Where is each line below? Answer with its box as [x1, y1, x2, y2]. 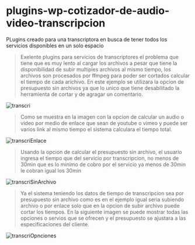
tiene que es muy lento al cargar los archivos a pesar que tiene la [20, 60, 177, 67]
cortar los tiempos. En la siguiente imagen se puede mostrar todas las [20, 208, 189, 215]
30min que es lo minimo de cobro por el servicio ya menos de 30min [20, 161, 186, 168]
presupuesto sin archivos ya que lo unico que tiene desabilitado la [20, 84, 180, 91]
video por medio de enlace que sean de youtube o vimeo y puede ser [20, 119, 188, 126]
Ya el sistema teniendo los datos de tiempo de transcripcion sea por [20, 189, 184, 196]
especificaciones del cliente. [20, 220, 89, 227]
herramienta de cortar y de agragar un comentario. [20, 91, 143, 98]
